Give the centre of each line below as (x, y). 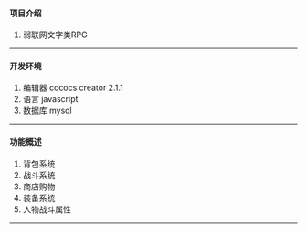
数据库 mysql (48, 111)
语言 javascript (50, 99)
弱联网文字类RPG (55, 35)
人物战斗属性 (47, 209)
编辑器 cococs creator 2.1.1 (73, 88)
